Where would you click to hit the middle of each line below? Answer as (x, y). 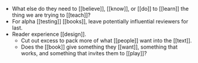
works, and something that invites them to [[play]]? (84, 53)
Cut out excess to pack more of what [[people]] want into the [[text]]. (106, 40)
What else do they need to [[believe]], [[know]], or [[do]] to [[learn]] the (100, 9)
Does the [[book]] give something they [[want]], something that (99, 47)
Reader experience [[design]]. (49, 34)
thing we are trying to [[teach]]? (51, 15)
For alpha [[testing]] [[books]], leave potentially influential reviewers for (100, 21)
